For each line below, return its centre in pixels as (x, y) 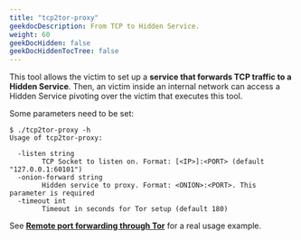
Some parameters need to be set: (71, 114)
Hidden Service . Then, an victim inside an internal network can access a (145, 87)
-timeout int (42, 201)
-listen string (46, 154)
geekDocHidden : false (50, 43)
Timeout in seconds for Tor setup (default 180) (135, 209)
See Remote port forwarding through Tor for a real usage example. (136, 226)
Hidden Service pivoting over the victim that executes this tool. (126, 97)
